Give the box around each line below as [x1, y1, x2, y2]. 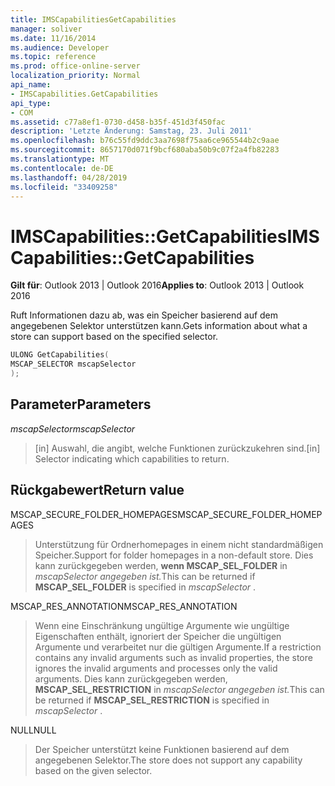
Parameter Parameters [10, 396, 152, 413]
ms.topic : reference [10, 52, 97, 62]
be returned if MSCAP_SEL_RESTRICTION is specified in [34, 694, 270, 706]
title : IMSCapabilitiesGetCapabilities [10, 14, 177, 25]
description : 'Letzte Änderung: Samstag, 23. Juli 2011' [10, 126, 253, 136]
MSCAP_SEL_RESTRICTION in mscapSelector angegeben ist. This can [34, 683, 325, 695]
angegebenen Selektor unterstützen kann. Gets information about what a [10, 320, 308, 332]
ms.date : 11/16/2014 [10, 33, 97, 43]
